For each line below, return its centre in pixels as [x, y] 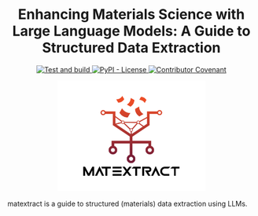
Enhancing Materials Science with [131, 15]
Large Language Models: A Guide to [131, 31]
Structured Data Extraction [131, 48]
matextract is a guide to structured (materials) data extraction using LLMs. [127, 203]
